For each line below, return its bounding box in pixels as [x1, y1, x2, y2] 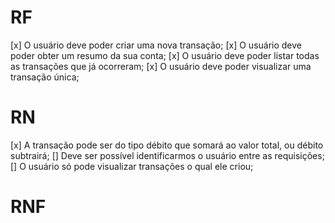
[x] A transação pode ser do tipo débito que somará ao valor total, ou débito [10, 139, 324, 151]
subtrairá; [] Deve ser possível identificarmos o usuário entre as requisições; [10, 149, 325, 161]
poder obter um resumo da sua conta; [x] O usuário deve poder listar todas [10, 49, 320, 61]
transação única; [10, 71, 80, 83]
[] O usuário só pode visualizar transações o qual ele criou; [10, 160, 254, 172]
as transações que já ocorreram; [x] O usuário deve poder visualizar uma [10, 60, 312, 72]
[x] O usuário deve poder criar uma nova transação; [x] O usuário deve [10, 39, 303, 51]
